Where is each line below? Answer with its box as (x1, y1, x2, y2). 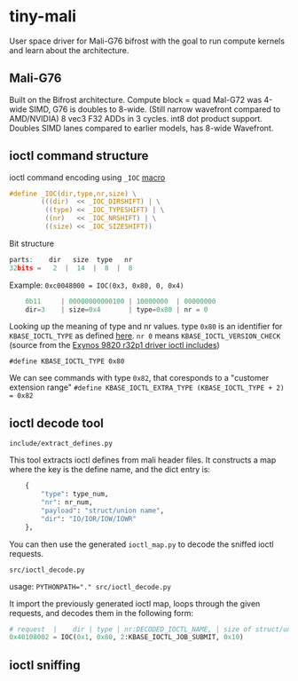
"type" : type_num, (41, 490, 109, 499)
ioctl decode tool (9, 416, 104, 431)
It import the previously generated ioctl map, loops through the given (9, 598, 261, 609)
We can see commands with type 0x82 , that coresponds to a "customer (9, 373, 270, 384)
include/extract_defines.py (9, 439, 114, 448)
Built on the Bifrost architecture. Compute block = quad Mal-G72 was (9, 94, 263, 105)
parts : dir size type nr (9, 255, 133, 264)
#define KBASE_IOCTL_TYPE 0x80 (9, 357, 125, 366)
